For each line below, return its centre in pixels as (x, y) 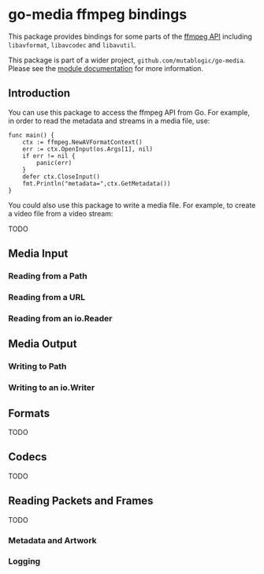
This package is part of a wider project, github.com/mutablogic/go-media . (127, 60)
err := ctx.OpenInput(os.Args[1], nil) (88, 149)
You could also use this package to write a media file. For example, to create (132, 205)
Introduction (39, 94)
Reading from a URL (47, 297)
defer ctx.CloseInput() (61, 176)
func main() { (32, 135)
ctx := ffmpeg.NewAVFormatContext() (83, 142)
